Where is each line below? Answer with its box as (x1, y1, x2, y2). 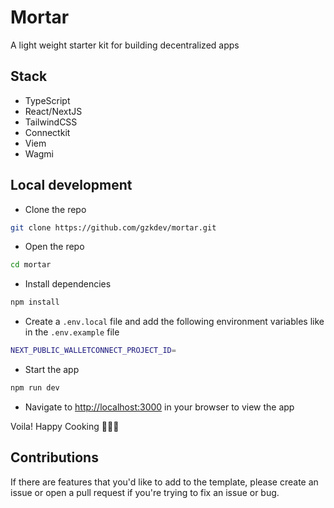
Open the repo (24, 241, 85, 253)
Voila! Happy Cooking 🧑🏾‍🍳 (10, 420, 120, 432)
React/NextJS (24, 105, 83, 117)
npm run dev (10, 383, 60, 393)
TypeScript (24, 94, 71, 106)
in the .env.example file (24, 326, 120, 338)
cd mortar (10, 260, 52, 270)
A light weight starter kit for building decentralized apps (10, 39, 240, 51)
